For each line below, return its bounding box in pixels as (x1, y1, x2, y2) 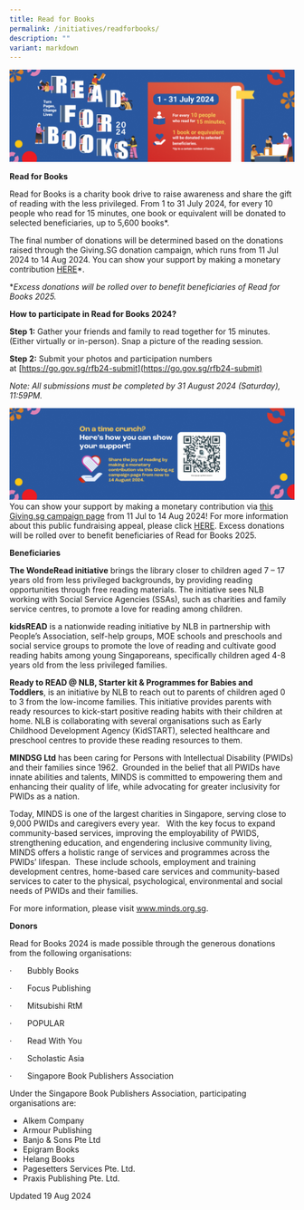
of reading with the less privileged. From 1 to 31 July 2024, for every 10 (9, 197, 273, 208)
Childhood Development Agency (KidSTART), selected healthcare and (9, 725, 271, 736)
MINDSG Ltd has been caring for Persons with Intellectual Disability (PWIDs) (9, 753, 294, 763)
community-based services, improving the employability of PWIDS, (9, 828, 260, 839)
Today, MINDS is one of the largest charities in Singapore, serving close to (9, 809, 287, 820)
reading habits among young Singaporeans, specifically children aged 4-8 (9, 650, 287, 661)
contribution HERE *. (9, 264, 85, 274)
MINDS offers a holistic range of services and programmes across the (9, 847, 270, 858)
